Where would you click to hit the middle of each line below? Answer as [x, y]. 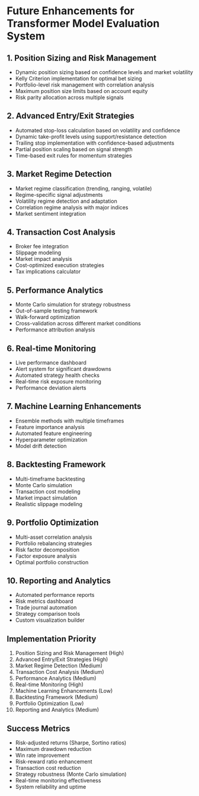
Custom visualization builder [50, 620]
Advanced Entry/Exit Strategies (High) [62, 660]
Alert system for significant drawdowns [63, 369]
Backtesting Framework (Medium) [57, 697]
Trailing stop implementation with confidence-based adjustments [95, 143]
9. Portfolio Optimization [53, 523]
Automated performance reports [55, 595]
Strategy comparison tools [48, 614]
